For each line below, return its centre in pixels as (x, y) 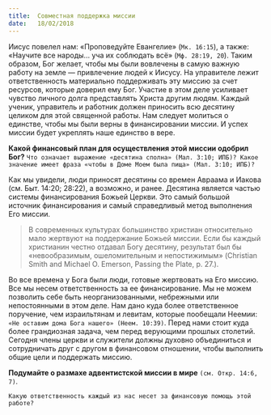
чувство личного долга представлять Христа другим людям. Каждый (129, 98)
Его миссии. (30, 214)
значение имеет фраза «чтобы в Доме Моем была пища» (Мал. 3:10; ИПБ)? (131, 164)
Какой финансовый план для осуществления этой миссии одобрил (129, 148)
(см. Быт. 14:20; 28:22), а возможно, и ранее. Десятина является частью (134, 188)
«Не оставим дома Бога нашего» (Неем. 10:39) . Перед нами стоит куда (129, 322)
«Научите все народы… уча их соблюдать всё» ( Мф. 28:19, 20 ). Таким (130, 55)
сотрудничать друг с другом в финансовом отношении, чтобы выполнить (136, 348)
